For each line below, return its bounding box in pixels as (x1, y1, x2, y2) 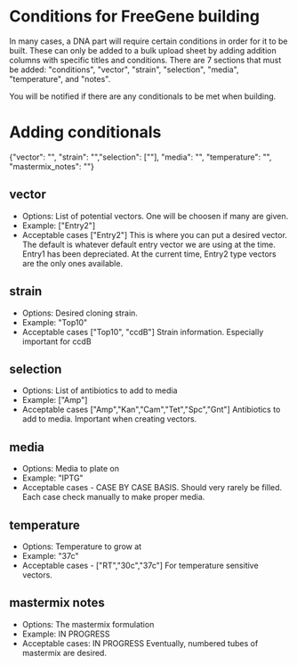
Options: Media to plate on (21, 464, 120, 474)
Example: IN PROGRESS (21, 628, 110, 639)
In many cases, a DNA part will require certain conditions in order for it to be (9, 36, 288, 46)
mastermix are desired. (21, 647, 107, 658)
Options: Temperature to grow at (21, 541, 142, 552)
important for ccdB (21, 336, 92, 347)
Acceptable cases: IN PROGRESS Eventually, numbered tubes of (21, 637, 259, 648)
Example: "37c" (21, 550, 79, 561)
